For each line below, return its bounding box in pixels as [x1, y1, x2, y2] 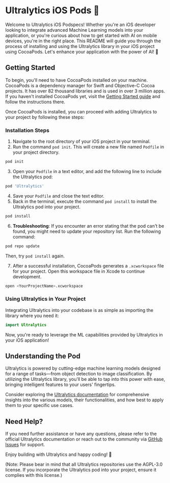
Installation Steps [5, 127, 50, 134]
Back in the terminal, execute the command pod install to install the [12, 198, 157, 204]
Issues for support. [5, 442, 45, 448]
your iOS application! [5, 337, 49, 343]
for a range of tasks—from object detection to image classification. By [5, 371, 153, 377]
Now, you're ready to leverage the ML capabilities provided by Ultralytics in [5, 331, 163, 337]
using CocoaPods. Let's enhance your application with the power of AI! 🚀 [5, 49, 159, 55]
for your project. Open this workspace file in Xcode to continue [12, 268, 145, 274]
